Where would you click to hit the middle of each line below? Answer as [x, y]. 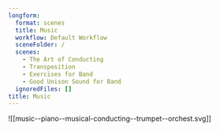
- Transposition [49, 67]
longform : [24, 15]
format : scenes [40, 23]
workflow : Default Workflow [61, 37]
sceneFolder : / [40, 45]
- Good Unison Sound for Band [72, 81]
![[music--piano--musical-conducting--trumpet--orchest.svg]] [110, 118]
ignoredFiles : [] [44, 89]
